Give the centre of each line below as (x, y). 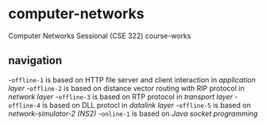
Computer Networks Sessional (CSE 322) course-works (100, 36)
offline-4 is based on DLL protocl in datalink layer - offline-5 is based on (130, 105)
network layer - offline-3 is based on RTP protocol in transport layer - (123, 97)
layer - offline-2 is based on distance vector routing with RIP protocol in (126, 88)
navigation (35, 61)
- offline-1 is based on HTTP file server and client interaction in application (132, 79)
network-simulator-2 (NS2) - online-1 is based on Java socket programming (133, 113)
